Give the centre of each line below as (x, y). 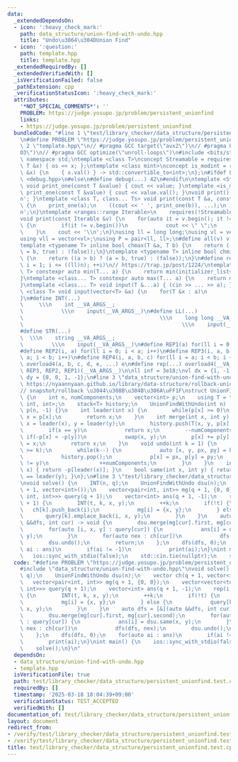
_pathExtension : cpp (44, 87)
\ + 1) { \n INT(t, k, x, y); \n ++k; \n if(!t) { (125, 503)
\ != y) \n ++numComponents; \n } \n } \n (117, 463)
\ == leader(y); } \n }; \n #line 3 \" (73, 477)
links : (30, 119)
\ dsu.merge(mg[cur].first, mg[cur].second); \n (103, 616)
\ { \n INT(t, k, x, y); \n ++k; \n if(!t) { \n (120, 595)
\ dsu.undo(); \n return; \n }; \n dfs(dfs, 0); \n (123, 542)
